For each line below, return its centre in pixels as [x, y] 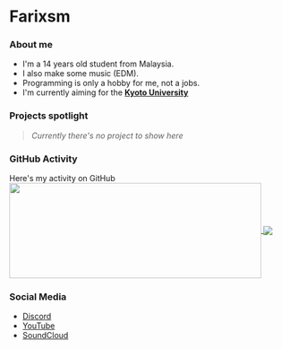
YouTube [38, 326]
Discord [37, 317]
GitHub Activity [43, 159]
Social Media [38, 297]
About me [31, 45]
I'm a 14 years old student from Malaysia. [98, 64]
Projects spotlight [49, 116]
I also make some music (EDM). [80, 74]
